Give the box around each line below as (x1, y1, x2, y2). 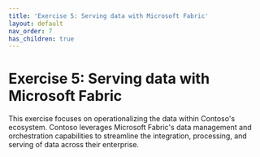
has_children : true (8, 34, 75, 43)
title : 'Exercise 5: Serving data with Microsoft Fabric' (8, 11, 209, 20)
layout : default (8, 20, 63, 28)
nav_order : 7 (8, 27, 53, 35)
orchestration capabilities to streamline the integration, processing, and (8, 131, 248, 141)
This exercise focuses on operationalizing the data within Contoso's (8, 114, 236, 124)
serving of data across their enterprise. (8, 140, 140, 150)
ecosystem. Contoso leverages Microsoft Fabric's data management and (8, 123, 252, 133)
